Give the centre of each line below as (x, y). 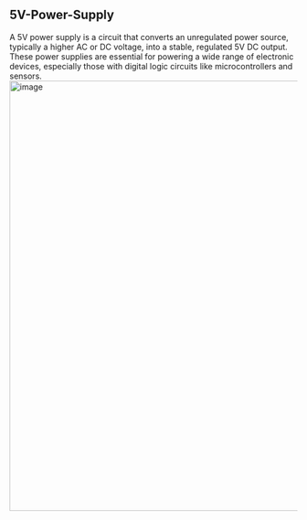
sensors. (26, 76)
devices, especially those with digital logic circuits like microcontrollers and (151, 66)
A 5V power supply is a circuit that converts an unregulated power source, (149, 37)
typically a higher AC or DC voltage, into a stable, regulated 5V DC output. (148, 47)
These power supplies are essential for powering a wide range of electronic (152, 56)
